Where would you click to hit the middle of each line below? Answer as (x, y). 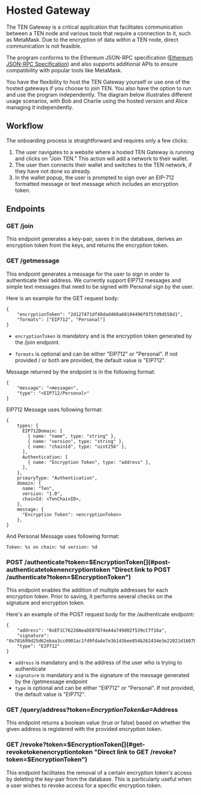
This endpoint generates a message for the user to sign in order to (88, 274)
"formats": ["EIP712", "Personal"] (61, 319)
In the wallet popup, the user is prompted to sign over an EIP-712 (95, 178)
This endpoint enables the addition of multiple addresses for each (87, 590)
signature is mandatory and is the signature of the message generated (102, 675)
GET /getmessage (33, 261)
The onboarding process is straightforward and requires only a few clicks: (97, 140)
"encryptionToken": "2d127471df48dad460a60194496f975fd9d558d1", (100, 314)
